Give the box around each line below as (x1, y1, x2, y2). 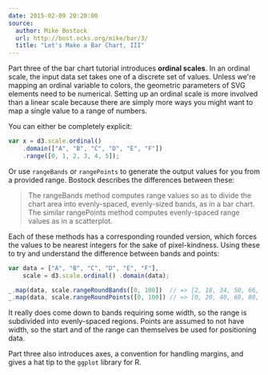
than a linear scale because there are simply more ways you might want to (8, 98, 254, 107)
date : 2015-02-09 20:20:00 (8, 11, 98, 20)
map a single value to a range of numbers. (8, 106, 148, 116)
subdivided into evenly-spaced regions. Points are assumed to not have (8, 317, 245, 326)
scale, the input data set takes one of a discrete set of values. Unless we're (8, 72, 256, 82)
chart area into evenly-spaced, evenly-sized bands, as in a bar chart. (27, 199, 255, 208)
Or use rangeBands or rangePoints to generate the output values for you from (8, 166, 261, 176)
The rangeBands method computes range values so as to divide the (27, 190, 252, 200)
